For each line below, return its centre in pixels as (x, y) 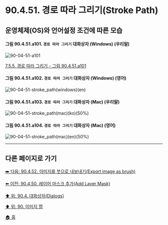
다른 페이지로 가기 (31, 158)
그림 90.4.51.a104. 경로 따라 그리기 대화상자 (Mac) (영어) (60, 125)
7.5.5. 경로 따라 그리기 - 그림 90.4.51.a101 (46, 66)
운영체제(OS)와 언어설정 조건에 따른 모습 (64, 30)
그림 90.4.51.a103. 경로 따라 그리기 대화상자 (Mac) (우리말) (62, 102)
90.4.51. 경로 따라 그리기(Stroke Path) (82, 10)
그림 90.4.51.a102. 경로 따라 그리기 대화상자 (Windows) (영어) (66, 78)
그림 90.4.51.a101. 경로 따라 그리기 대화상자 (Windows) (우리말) (67, 44)
